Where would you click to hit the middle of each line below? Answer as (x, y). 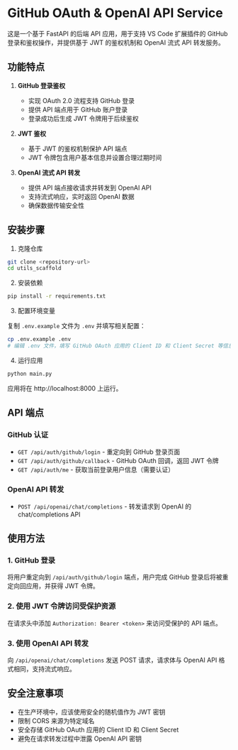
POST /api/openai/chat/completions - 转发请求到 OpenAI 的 (104, 506)
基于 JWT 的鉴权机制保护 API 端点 (78, 148)
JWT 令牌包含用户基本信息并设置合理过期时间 (95, 157)
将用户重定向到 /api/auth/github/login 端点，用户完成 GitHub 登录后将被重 (118, 577)
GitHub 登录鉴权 (41, 85)
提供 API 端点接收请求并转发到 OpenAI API (90, 187)
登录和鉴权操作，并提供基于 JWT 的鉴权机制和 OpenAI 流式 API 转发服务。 (116, 42)
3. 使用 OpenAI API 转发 (48, 643)
